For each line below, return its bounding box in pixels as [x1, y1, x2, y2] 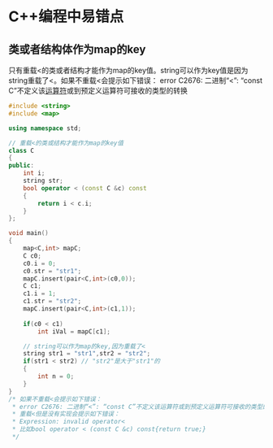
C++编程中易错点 [8, 7, 124, 26]
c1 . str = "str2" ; [23, 298, 82, 306]
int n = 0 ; [37, 372, 75, 381]
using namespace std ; [8, 124, 82, 133]
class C [8, 146, 35, 154]
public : [8, 162, 35, 170]
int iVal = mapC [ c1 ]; [37, 327, 111, 336]
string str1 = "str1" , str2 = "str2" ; [23, 350, 151, 358]
